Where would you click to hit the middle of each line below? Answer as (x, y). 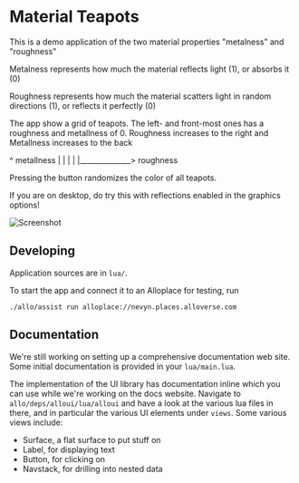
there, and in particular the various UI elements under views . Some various (148, 412)
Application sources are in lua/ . (69, 273)
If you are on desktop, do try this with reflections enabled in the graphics (145, 195)
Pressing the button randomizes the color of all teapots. (113, 178)
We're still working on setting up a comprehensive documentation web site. (150, 356)
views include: (36, 422)
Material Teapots (74, 17)
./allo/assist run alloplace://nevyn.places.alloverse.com (123, 307)
